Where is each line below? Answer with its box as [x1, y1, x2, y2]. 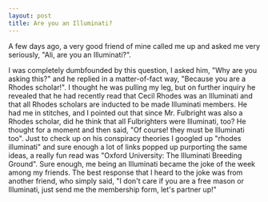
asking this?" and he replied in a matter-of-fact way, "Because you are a [8, 74, 246, 83]
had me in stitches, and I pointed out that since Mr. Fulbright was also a [8, 107, 243, 117]
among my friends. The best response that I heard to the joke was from [8, 168, 243, 177]
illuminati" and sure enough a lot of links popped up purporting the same [8, 142, 248, 151]
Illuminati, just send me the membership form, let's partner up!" [8, 184, 218, 194]
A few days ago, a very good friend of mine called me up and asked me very [8, 41, 261, 50]
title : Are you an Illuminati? [8, 19, 113, 27]
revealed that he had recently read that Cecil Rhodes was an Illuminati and [8, 91, 254, 100]
